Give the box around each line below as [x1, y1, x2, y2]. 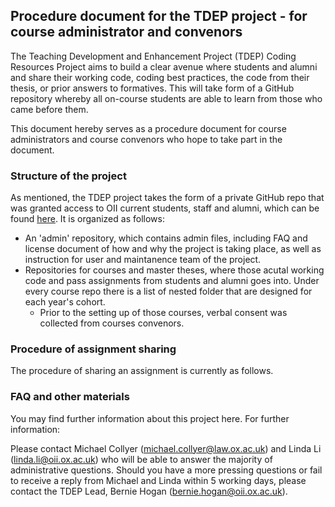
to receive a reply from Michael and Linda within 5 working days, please [10, 474, 307, 486]
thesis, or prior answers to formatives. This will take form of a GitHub [10, 82, 295, 94]
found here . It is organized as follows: [10, 213, 165, 225]
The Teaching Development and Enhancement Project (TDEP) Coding [10, 50, 297, 62]
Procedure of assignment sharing [10, 342, 177, 356]
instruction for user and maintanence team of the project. [24, 254, 262, 266]
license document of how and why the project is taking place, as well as [24, 243, 322, 255]
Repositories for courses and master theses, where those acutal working [24, 264, 325, 276]
